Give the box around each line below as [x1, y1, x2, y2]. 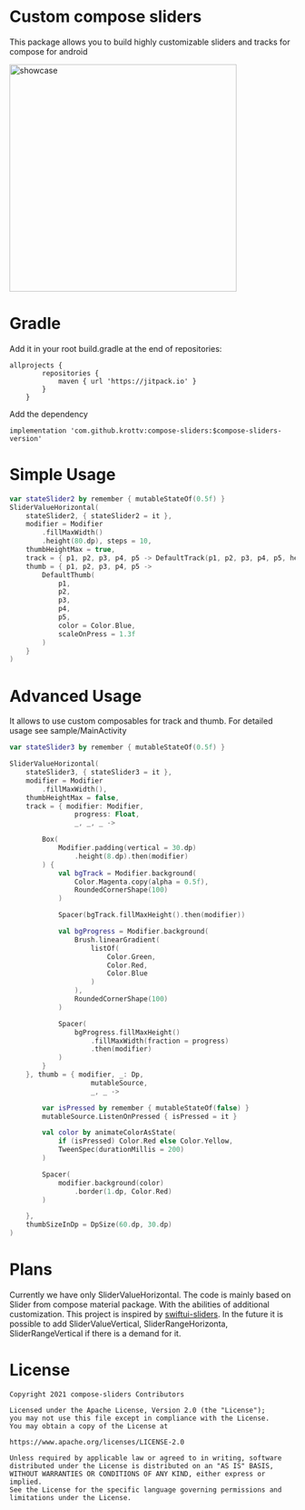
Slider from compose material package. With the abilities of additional [9, 1298, 270, 1310]
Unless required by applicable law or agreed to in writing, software [9, 1453, 282, 1463]
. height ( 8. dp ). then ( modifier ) [74, 852, 189, 861]
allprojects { [9, 361, 64, 370]
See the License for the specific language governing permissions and [9, 1485, 282, 1495]
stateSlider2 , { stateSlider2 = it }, [25, 511, 172, 520]
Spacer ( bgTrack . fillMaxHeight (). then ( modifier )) [57, 911, 246, 920]
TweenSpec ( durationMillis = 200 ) [57, 1145, 184, 1155]
